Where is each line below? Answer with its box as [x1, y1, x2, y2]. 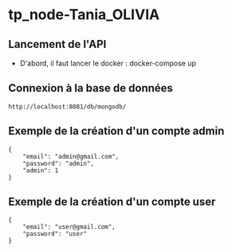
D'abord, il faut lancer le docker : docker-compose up [19, 58, 197, 68]
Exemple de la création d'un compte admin [8, 124, 225, 138]
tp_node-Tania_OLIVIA [8, 6, 160, 24]
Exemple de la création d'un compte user [8, 195, 216, 209]
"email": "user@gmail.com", [22, 223, 116, 231]
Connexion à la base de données [8, 81, 174, 95]
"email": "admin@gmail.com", [22, 152, 120, 160]
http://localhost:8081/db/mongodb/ [8, 102, 127, 111]
